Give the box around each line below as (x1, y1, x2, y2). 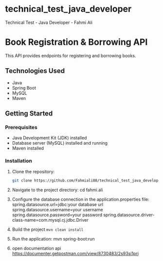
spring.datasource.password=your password (12, 212, 102, 218)
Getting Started (5, 110, 53, 118)
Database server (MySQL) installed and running (12, 140, 108, 146)
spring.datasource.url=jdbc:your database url (12, 201, 104, 207)
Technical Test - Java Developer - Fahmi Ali (5, 19, 92, 25)
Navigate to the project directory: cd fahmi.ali (12, 186, 103, 193)
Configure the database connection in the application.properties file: (12, 196, 149, 202)
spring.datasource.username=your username (12, 206, 103, 212)
